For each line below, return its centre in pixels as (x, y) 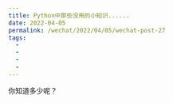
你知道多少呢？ (33, 90)
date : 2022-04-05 (37, 23)
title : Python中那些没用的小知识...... (69, 15)
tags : (17, 38)
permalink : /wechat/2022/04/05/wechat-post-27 (87, 30)
